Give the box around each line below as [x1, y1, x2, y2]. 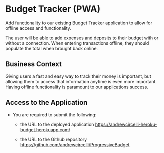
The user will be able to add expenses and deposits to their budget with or [5, 35, 159, 41]
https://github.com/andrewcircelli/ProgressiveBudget [20, 141, 130, 148]
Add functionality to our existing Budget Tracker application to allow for [5, 20, 153, 26]
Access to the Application [5, 98, 88, 107]
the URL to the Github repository [20, 136, 87, 142]
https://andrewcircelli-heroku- [95, 121, 157, 127]
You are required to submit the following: [12, 111, 97, 118]
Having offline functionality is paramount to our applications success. [5, 84, 149, 90]
